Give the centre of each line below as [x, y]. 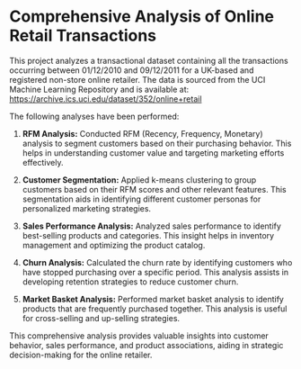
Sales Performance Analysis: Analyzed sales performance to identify [151, 226]
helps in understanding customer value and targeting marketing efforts [153, 153]
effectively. [43, 162]
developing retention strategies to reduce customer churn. [130, 282]
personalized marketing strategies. [86, 208]
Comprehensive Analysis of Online [142, 17]
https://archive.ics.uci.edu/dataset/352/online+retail [106, 99]
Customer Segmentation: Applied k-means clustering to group [139, 180]
